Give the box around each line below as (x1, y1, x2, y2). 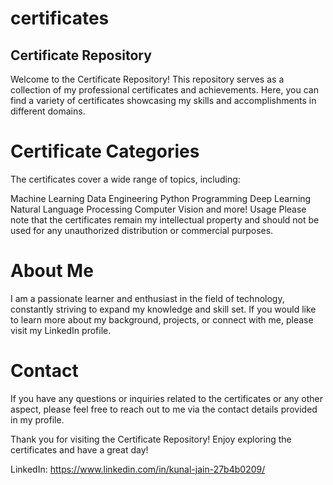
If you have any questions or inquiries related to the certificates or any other (10, 392, 324, 404)
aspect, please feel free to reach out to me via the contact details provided (10, 403, 318, 415)
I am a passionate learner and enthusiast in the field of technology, (10, 292, 285, 304)
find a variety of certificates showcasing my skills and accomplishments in (10, 95, 317, 106)
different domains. (10, 105, 86, 117)
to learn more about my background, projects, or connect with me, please (10, 313, 314, 326)
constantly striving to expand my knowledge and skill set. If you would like (10, 303, 317, 315)
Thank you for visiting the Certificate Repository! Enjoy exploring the (10, 433, 292, 445)
